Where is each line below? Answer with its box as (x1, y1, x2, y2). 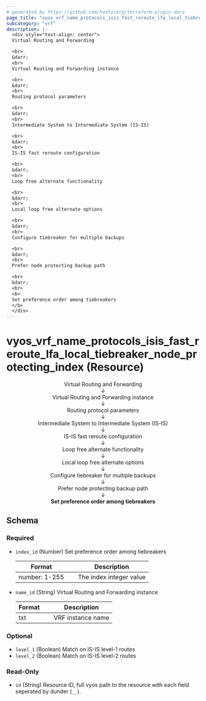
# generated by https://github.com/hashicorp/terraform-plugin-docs (6, 9, 185, 15)
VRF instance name (53, 613, 110, 622)
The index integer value (77, 572, 146, 581)
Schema (6, 515, 39, 526)
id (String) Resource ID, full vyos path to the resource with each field (15, 681, 189, 689)
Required (6, 534, 34, 542)
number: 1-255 (18, 572, 64, 581)
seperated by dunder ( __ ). (15, 688, 82, 695)
